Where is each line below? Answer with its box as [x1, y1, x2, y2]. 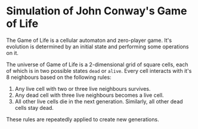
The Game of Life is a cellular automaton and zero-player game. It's [6, 36, 172, 44]
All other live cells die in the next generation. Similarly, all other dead [14, 97, 183, 105]
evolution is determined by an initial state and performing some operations [6, 43, 189, 50]
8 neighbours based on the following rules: [6, 73, 112, 81]
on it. [6, 49, 19, 56]
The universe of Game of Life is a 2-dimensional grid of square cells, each [6, 61, 188, 68]
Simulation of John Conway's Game [6, 4, 187, 18]
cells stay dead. [14, 104, 54, 111]
